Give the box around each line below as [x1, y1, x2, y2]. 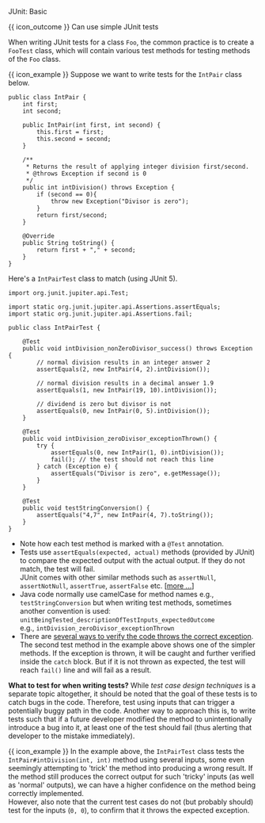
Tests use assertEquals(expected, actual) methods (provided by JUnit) [19, 547, 256, 557]
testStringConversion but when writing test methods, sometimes [19, 598, 232, 607]
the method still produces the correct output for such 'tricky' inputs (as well [8, 772, 255, 781]
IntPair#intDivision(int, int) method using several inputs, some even [8, 755, 245, 764]
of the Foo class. [8, 55, 61, 63]
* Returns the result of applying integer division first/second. [25, 163, 249, 170]
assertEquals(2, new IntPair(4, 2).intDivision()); [36, 366, 211, 373]
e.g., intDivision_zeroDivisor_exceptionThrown [19, 623, 175, 633]
